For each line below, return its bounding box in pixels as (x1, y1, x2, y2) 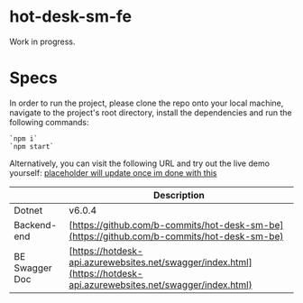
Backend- (14, 218, 57, 231)
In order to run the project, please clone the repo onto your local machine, (9, 97, 284, 108)
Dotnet (14, 204, 43, 216)
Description (152, 188, 205, 201)
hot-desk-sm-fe (9, 6, 133, 27)
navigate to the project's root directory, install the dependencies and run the (9, 106, 292, 118)
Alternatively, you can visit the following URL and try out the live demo (9, 158, 271, 169)
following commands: (9, 116, 89, 127)
